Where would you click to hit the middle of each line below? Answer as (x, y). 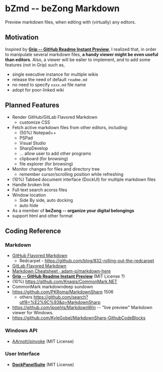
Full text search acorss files (39, 190)
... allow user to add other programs (55, 153)
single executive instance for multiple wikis (55, 74)
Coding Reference (33, 231)
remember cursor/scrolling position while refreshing (71, 174)
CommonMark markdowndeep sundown (53, 287)
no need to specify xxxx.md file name (49, 85)
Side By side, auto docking (46, 200)
